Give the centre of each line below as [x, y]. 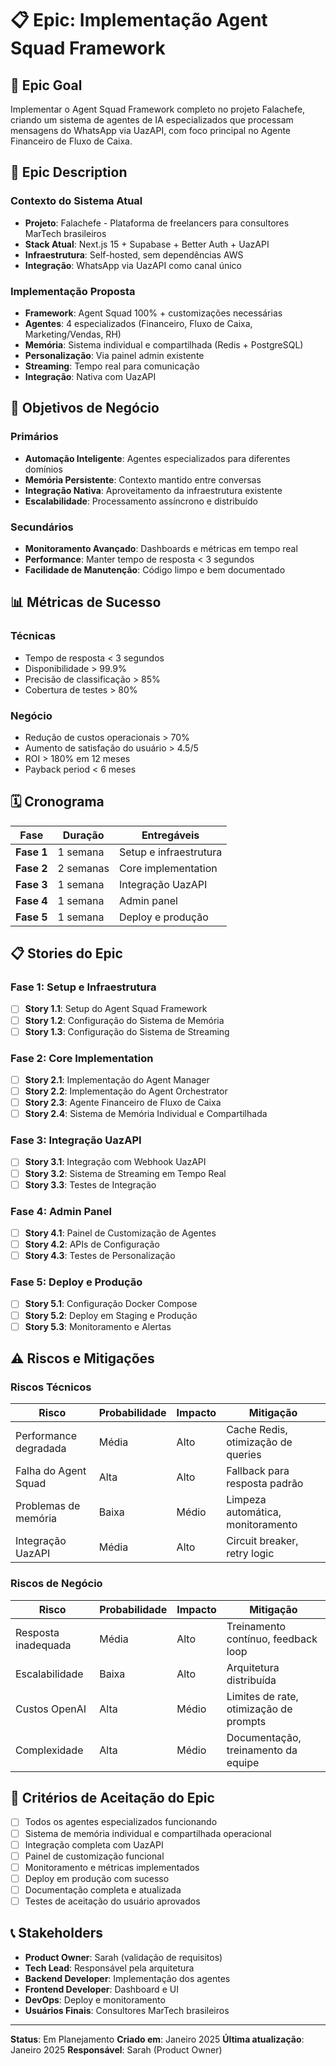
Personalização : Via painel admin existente [114, 355]
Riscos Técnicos [51, 1387]
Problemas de [48, 1506]
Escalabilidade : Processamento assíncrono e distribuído [141, 501]
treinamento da [262, 1750]
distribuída [251, 1680]
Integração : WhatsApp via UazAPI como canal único [133, 265]
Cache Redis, [257, 1430]
